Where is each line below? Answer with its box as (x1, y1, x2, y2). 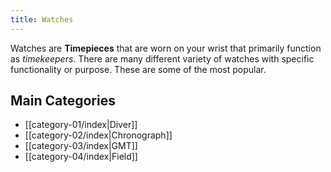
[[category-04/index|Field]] (24, 151, 138, 163)
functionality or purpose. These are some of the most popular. (10, 63, 267, 75)
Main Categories (10, 92, 116, 110)
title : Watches (10, 14, 74, 25)
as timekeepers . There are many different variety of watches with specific (10, 52, 315, 65)
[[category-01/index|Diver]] (24, 119, 138, 131)
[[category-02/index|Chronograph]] (24, 129, 173, 141)
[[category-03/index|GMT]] (24, 140, 138, 152)
